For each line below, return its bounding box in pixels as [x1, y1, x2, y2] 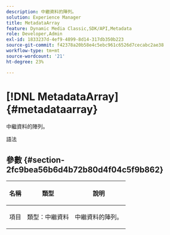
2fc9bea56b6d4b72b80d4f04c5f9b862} [6, 164, 164, 175]
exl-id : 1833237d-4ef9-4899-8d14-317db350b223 [6, 36, 124, 42]
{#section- [23, 155, 65, 165]
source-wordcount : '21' [6, 53, 66, 59]
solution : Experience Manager [6, 14, 82, 20]
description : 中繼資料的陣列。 [6, 8, 77, 15]
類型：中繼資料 [27, 213, 70, 221]
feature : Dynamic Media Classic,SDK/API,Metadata [6, 25, 132, 32]
